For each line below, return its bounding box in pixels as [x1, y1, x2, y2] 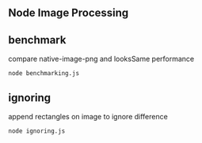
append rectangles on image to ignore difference [8, 112, 168, 122]
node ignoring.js [8, 127, 66, 135]
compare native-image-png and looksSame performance [8, 55, 195, 64]
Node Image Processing [8, 6, 129, 20]
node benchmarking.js [8, 70, 80, 77]
